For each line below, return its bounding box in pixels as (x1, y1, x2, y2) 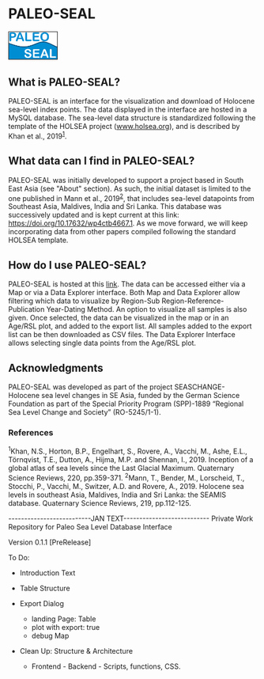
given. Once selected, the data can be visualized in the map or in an (8, 313, 229, 323)
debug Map (31, 631, 70, 640)
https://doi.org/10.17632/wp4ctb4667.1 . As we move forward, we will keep (8, 218, 248, 228)
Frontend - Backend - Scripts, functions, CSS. (31, 662, 181, 671)
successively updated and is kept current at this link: (8, 211, 179, 220)
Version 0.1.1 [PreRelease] (8, 537, 92, 547)
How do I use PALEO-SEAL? (8, 258, 147, 271)
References (8, 427, 54, 438)
